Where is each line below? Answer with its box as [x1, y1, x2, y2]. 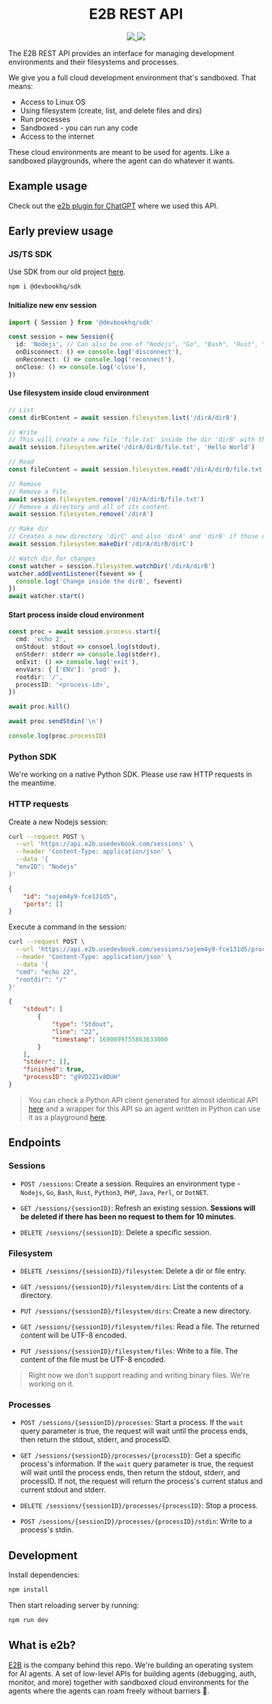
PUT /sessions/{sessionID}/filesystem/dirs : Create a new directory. [19, 1306, 252, 1316]
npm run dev [8, 1616, 49, 1624]
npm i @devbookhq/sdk [8, 283, 82, 291]
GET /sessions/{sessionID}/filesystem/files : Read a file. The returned [19, 1321, 260, 1331]
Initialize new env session [8, 300, 97, 310]
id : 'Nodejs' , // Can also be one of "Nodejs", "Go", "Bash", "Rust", [15, 340, 259, 349]
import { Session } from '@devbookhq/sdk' [8, 318, 154, 327]
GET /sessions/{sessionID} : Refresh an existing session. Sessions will [19, 1203, 256, 1213]
